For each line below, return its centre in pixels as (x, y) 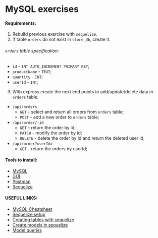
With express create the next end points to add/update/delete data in (83, 91)
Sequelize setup (29, 214)
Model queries (27, 230)
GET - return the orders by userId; (53, 149)
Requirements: (21, 23)
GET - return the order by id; (48, 127)
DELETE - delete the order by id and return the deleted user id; (82, 138)
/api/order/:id (28, 122)
